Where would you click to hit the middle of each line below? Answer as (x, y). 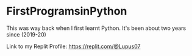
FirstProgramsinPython (67, 11)
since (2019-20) (27, 34)
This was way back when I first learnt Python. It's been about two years (96, 28)
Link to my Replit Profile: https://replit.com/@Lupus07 (73, 46)
